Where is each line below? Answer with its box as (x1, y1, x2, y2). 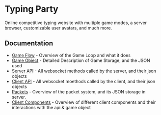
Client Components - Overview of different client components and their (11, 99, 156, 105)
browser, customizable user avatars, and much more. (4, 25, 112, 30)
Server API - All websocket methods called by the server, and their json (11, 68, 157, 74)
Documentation (4, 39, 54, 48)
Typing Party (4, 3, 58, 15)
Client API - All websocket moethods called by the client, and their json (11, 78, 156, 84)
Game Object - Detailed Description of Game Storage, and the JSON (11, 57, 150, 63)
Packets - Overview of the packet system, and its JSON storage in (11, 88, 146, 94)
